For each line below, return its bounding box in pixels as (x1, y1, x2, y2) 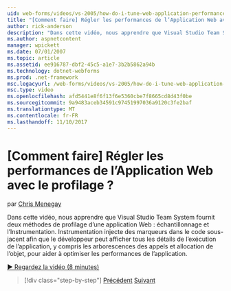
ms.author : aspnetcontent (7, 36, 81, 43)
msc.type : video (7, 86, 54, 93)
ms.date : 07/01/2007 (7, 49, 67, 56)
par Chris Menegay (7, 200, 62, 208)
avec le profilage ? (7, 177, 114, 193)
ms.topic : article (7, 55, 60, 62)
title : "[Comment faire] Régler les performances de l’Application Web (7, 16, 217, 23)
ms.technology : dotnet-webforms (7, 67, 100, 74)
